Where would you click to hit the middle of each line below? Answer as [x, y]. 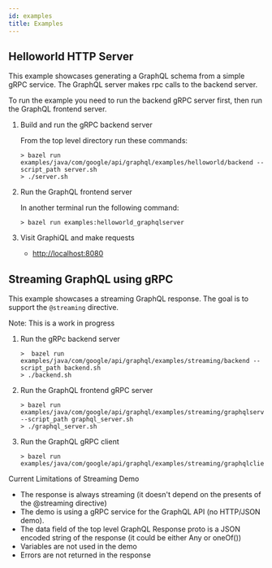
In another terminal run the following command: [99, 208]
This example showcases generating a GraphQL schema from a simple [127, 76]
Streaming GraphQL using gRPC [91, 279]
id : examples [30, 16]
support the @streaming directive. [64, 308]
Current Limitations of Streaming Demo [74, 479]
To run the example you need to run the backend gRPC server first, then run [135, 100]
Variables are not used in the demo [79, 547]
